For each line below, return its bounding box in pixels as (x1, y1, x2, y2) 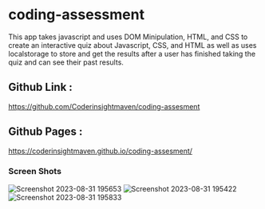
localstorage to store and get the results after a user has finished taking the (8, 49, 256, 58)
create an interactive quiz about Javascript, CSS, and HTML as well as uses (8, 40, 257, 49)
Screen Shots (8, 166, 62, 177)
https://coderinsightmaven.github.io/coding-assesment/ (8, 146, 193, 156)
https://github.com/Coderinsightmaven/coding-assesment (8, 101, 200, 111)
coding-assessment (8, 6, 145, 24)
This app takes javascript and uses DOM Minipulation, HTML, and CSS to (8, 32, 248, 41)
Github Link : (8, 81, 73, 94)
